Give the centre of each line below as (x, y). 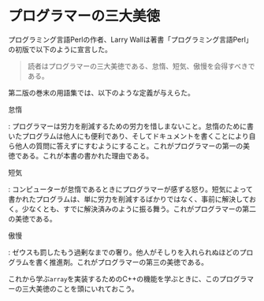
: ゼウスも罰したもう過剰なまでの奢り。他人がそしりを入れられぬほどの (124, 252)
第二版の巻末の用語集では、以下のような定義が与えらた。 (101, 92)
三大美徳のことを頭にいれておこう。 (80, 288)
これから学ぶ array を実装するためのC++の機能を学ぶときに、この (114, 279)
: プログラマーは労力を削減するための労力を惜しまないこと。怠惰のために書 (131, 126)
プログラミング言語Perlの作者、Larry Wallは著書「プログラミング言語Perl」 (131, 39)
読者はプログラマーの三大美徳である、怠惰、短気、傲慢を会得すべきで (141, 66)
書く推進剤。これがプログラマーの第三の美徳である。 (122, 262)
